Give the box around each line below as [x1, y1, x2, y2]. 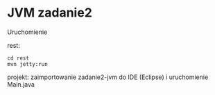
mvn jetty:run [7, 60, 49, 67]
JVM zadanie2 [7, 5, 92, 21]
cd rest [7, 54, 30, 62]
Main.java [7, 80, 35, 88]
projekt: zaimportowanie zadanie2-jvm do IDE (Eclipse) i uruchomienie [7, 73, 209, 81]
